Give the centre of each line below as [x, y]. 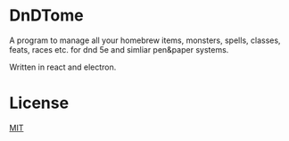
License [39, 103]
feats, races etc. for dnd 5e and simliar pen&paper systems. [119, 49]
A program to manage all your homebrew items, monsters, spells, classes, [145, 40]
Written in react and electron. [63, 67]
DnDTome [46, 16]
